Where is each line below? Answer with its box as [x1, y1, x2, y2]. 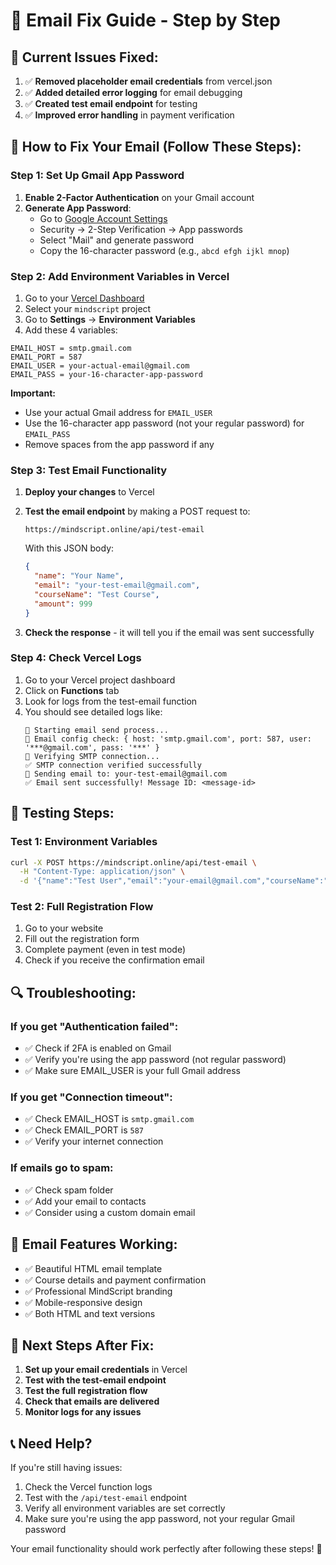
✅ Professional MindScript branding [24, 1285, 173, 1297]
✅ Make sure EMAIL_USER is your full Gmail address [24, 1065, 241, 1077]
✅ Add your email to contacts [24, 1195, 147, 1207]
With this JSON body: [24, 542, 115, 554]
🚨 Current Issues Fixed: [10, 49, 159, 66]
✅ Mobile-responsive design [24, 1296, 143, 1308]
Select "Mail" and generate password [39, 234, 195, 246]
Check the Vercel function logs [24, 1481, 153, 1493]
